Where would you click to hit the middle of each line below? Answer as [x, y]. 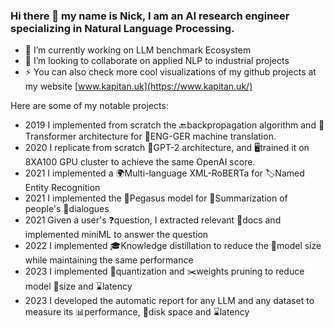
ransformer [50, 136]
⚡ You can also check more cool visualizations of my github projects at [170, 72]
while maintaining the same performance [109, 260]
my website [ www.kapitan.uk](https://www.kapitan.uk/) [138, 86]
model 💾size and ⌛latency [78, 286]
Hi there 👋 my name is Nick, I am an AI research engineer [150, 16]
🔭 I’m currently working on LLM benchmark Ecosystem [138, 50]
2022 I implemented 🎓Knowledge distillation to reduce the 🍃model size [173, 246]
